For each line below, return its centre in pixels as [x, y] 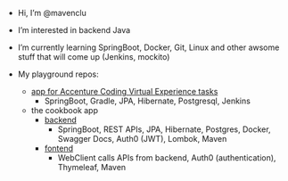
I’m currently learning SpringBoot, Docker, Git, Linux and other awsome [148, 47]
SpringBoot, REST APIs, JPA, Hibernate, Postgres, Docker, [164, 129]
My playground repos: [58, 74]
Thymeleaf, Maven [92, 167]
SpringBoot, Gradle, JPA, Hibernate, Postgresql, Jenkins [148, 101]
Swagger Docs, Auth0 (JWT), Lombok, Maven [142, 139]
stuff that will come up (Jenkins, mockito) [94, 57]
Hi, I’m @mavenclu [52, 13]
